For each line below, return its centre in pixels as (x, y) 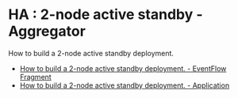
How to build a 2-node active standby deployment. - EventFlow (123, 68)
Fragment (35, 77)
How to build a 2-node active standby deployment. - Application (125, 85)
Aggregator (47, 31)
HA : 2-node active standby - (106, 15)
